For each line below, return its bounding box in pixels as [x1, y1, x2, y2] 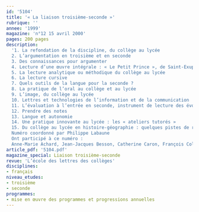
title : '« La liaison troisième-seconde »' [6, 14, 115, 20]
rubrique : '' [6, 20, 38, 26]
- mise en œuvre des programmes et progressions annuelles [6, 197, 155, 202]
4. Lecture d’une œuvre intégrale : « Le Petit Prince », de [11, 64, 166, 70]
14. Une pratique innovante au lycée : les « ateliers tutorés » [11, 119, 176, 125]
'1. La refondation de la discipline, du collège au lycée [11, 48, 161, 53]
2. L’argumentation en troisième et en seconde [11, 53, 131, 59]
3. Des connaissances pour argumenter [11, 58, 108, 64]
